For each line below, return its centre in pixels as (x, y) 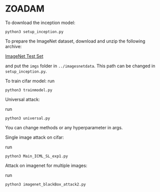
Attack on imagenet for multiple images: (46, 165)
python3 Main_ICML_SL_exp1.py (37, 156)
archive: (13, 46)
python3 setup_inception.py (34, 32)
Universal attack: (22, 99)
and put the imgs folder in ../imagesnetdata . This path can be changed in (80, 66)
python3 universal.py (28, 118)
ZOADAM (25, 9)
